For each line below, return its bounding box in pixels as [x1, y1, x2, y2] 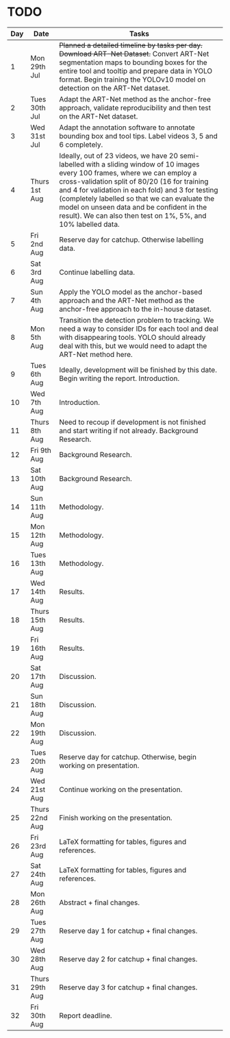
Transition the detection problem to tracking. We [59, 315, 214, 325]
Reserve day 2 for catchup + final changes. [59, 954, 198, 963]
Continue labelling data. [59, 267, 136, 277]
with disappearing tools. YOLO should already [59, 332, 206, 342]
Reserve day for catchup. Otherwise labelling [59, 234, 204, 244]
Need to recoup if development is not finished [59, 417, 207, 427]
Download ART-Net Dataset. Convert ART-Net [59, 49, 209, 58]
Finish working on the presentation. [59, 813, 172, 822]
